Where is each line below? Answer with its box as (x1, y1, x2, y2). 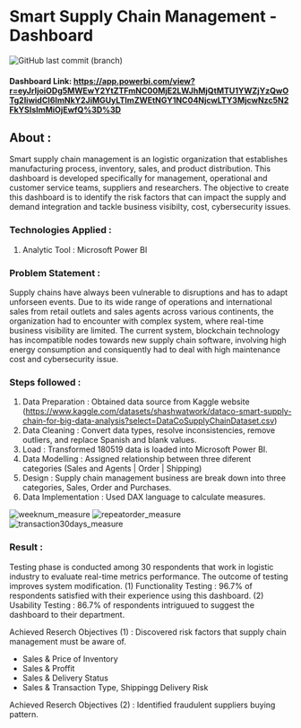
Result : (9, 541, 43, 553)
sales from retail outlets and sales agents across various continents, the (9, 306, 275, 316)
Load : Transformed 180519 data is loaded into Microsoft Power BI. (21, 444, 269, 455)
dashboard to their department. (9, 609, 125, 620)
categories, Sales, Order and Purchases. (21, 482, 172, 493)
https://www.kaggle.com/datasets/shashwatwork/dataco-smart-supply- (25, 406, 292, 417)
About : (9, 130, 52, 145)
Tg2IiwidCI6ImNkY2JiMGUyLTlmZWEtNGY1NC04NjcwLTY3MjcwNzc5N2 (9, 94, 289, 105)
